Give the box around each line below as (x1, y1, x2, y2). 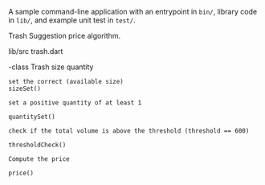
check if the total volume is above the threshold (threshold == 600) (8, 127, 250, 135)
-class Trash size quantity (8, 62, 94, 72)
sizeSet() (8, 84, 42, 92)
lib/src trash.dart (8, 47, 63, 55)
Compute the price (8, 155, 70, 163)
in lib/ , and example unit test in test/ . (8, 15, 136, 25)
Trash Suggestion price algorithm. (8, 31, 121, 40)
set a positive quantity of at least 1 (8, 99, 142, 107)
